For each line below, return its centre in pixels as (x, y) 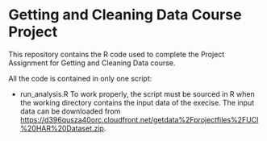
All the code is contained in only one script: (80, 78)
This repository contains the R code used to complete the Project (117, 54)
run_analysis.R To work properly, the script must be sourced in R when (138, 93)
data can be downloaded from (70, 111)
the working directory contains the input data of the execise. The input (137, 102)
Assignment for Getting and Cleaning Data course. (92, 63)
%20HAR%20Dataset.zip (62, 128)
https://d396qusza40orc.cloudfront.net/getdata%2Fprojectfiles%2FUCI (139, 119)
